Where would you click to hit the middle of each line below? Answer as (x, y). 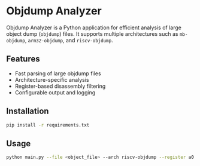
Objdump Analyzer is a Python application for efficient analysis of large (94, 27)
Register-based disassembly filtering (60, 86)
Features (23, 59)
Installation (28, 111)
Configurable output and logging (55, 92)
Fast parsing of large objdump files (58, 73)
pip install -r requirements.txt (48, 125)
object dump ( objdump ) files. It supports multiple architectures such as (92, 33)
